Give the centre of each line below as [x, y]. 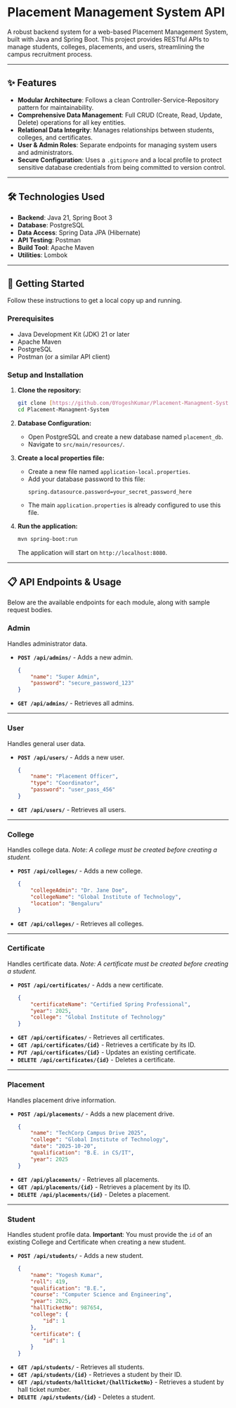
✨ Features [32, 83]
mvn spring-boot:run [47, 539]
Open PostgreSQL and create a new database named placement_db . [125, 437]
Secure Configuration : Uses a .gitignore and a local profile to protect [120, 160]
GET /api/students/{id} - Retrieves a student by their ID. [100, 1375]
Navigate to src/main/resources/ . [76, 444]
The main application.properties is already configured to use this [124, 505]
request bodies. [30, 610]
